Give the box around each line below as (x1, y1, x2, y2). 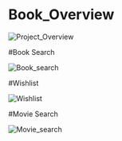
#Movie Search (8, 109, 58, 119)
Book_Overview (8, 6, 115, 24)
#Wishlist (8, 78, 39, 88)
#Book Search (8, 47, 55, 57)
